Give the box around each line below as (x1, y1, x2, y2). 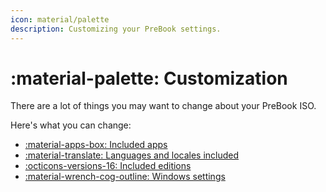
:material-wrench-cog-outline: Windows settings (24, 171, 226, 183)
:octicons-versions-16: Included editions (24, 160, 192, 172)
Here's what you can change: (10, 119, 132, 131)
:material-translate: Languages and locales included (24, 149, 240, 161)
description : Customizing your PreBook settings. (10, 24, 222, 34)
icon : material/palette (10, 14, 110, 25)
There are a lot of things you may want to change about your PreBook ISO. (10, 100, 317, 112)
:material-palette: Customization (10, 67, 288, 90)
